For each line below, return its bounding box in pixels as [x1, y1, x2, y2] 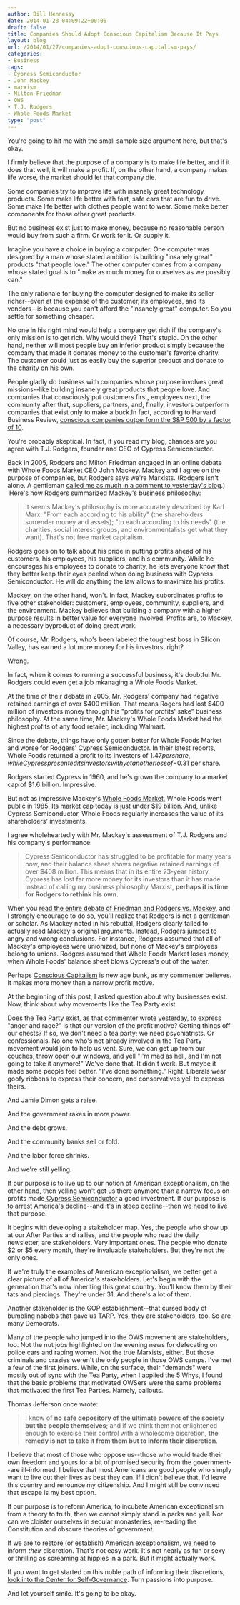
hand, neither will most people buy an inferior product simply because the [7, 341, 225, 349]
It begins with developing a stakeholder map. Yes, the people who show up [7, 1223, 229, 1231]
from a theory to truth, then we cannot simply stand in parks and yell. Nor [7, 1509, 224, 1518]
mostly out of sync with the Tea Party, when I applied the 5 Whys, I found [7, 1371, 223, 1379]
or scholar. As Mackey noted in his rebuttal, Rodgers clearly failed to [7, 919, 209, 927]
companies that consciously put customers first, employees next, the [7, 392, 211, 401]
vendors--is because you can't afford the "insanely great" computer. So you [7, 304, 232, 313]
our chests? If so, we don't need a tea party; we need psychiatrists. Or [7, 1029, 214, 1037]
